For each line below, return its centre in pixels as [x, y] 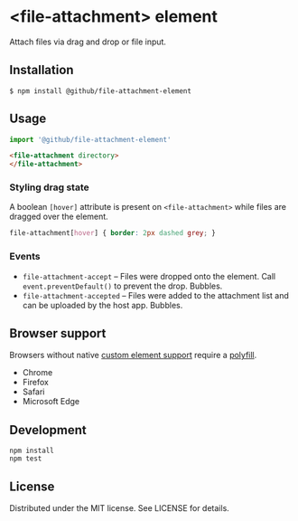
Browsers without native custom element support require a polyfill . [133, 355]
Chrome [37, 373]
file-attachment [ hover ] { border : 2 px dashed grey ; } [113, 233]
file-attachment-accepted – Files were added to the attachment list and [155, 295]
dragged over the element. [59, 217]
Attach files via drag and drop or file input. [88, 42]
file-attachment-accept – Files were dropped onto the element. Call [149, 276]
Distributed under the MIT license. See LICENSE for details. [120, 508]
